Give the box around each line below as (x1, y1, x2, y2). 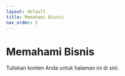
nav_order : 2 (6, 19, 38, 25)
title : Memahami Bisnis (6, 14, 65, 20)
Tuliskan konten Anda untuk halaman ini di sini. (6, 64, 119, 71)
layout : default (6, 8, 46, 15)
